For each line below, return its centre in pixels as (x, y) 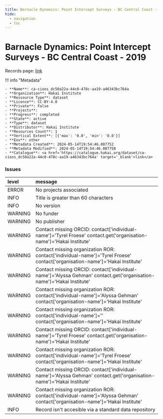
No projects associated (62, 190)
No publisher (50, 221)
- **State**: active (26, 119)
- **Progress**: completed (32, 115)
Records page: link (24, 71)
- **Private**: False (27, 106)
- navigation (23, 18)
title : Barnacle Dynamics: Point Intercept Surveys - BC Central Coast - (81, 9)
